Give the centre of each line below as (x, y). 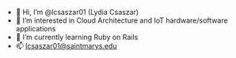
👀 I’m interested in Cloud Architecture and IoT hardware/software (122, 20)
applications (36, 29)
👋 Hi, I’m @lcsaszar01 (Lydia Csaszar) (77, 12)
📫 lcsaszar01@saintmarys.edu (66, 46)
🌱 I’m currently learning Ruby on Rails (77, 37)
